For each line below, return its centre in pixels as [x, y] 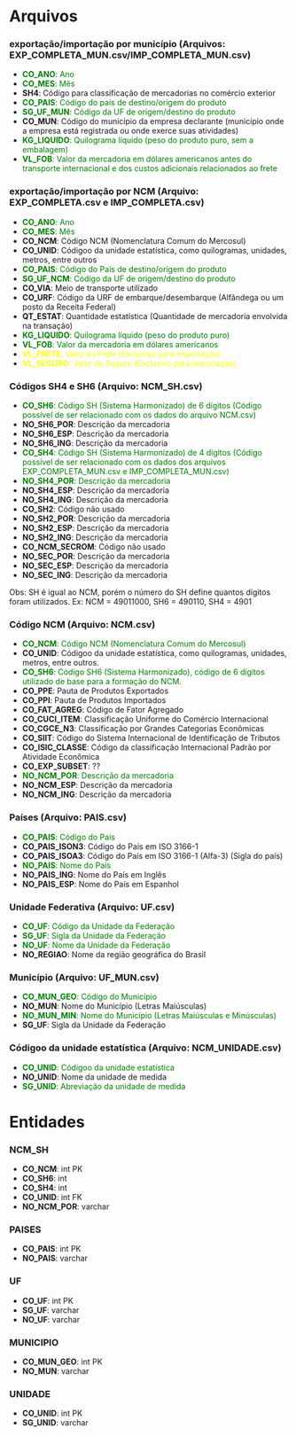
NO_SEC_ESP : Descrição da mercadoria [95, 566]
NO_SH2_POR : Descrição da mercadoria [96, 519]
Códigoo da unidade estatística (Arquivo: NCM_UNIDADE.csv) [145, 1048]
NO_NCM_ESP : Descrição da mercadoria [97, 785]
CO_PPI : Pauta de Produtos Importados [94, 700]
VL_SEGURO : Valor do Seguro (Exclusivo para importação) [129, 363]
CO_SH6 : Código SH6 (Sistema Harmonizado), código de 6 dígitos [144, 672]
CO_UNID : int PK [52, 1413]
